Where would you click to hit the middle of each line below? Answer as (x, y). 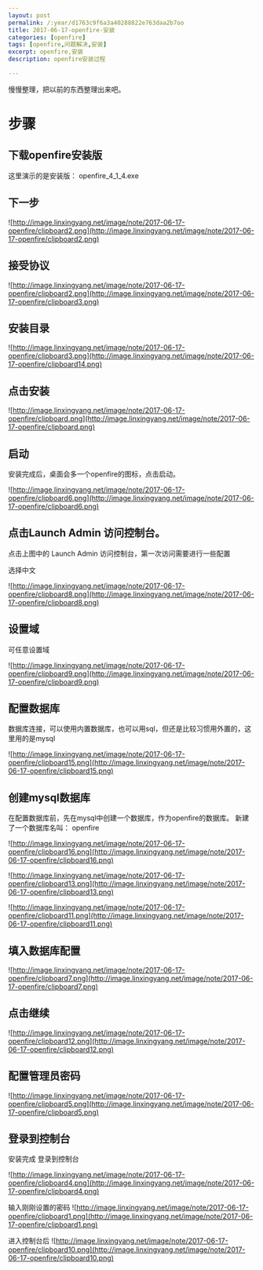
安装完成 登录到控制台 (44, 1159)
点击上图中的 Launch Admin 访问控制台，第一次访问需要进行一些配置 (119, 553)
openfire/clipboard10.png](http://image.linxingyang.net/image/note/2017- (127, 1250)
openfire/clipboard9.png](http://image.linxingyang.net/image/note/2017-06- (131, 673)
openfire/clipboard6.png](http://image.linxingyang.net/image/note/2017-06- (131, 498)
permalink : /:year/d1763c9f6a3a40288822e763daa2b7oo (96, 23)
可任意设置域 (29, 649)
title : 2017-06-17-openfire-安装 (62, 30)
